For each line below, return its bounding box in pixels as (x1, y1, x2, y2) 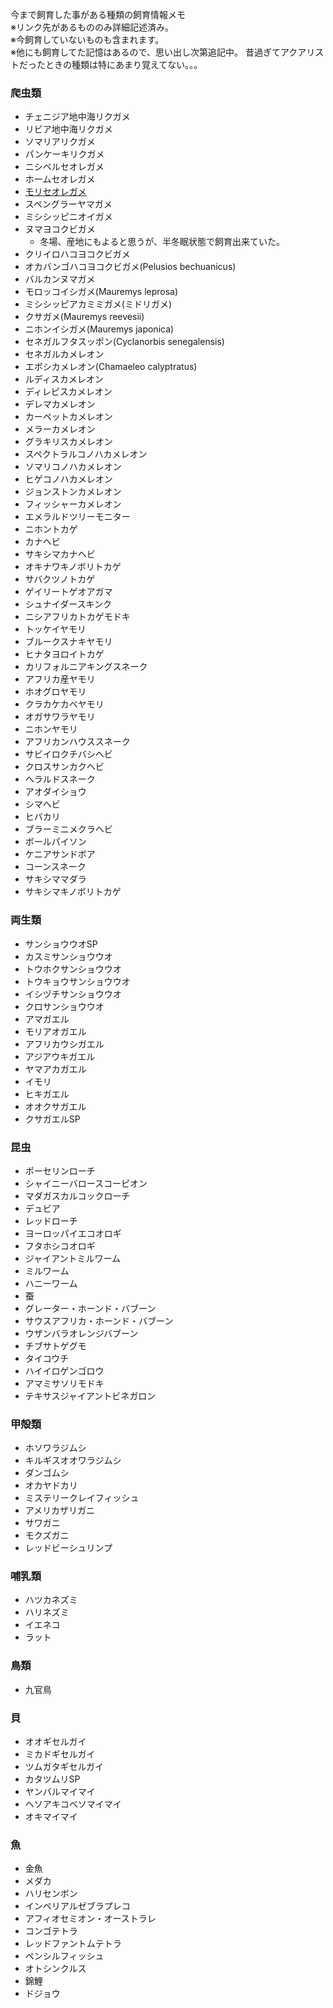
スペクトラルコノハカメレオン (24, 448, 148, 460)
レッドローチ (24, 1214, 78, 1227)
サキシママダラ (24, 873, 87, 885)
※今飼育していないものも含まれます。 (10, 34, 165, 45)
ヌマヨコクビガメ (24, 223, 96, 235)
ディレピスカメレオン (24, 386, 113, 398)
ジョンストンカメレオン (24, 486, 122, 498)
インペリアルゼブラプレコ (24, 1900, 131, 1912)
